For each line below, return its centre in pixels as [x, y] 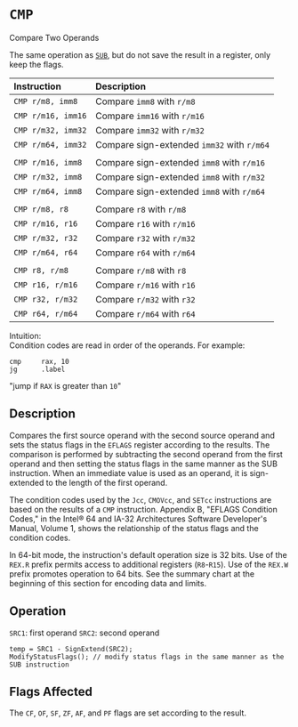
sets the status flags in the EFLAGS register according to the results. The [140, 444]
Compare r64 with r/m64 [145, 253]
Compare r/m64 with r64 [145, 313]
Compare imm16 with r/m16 [149, 116]
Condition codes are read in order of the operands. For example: [127, 345]
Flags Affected [51, 691]
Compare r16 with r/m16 [145, 223]
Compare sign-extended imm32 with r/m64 [182, 144]
